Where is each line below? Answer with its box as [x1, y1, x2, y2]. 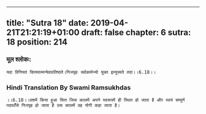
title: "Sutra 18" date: [6, 18, 89, 28]
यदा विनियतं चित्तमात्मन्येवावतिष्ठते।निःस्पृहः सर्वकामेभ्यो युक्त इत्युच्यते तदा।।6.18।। [6, 69, 156, 75]
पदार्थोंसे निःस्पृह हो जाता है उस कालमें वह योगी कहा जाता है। [6, 102, 121, 109]
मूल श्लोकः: [6, 55, 32, 64]
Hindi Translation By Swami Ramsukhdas [6, 83, 131, 91]
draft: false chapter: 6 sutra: [81, 27, 191, 38]
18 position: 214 [6, 37, 68, 48]
